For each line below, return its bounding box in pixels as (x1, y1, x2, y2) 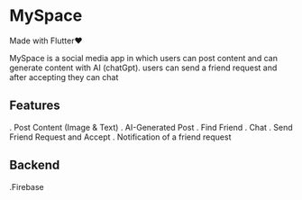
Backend (9, 158, 60, 173)
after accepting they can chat (9, 71, 119, 82)
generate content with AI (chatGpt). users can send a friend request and (9, 62, 278, 73)
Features (9, 98, 60, 114)
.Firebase (9, 181, 45, 192)
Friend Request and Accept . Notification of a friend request (9, 132, 232, 142)
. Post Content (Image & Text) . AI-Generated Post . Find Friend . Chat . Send (9, 122, 293, 132)
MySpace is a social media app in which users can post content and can (9, 52, 278, 63)
